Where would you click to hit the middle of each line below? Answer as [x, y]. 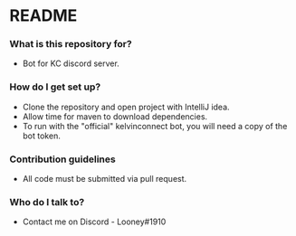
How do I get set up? [55, 87]
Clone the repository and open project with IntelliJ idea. [126, 107]
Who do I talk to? [47, 202]
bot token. [41, 136]
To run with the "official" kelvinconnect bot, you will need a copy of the [155, 126]
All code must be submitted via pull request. [105, 179]
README [43, 16]
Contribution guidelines [62, 159]
